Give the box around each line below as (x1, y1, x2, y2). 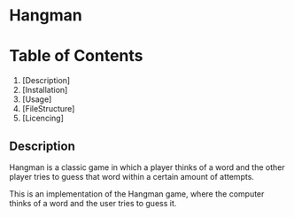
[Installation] (21, 85, 68, 96)
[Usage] (21, 94, 52, 105)
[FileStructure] (21, 104, 75, 114)
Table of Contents (9, 46, 143, 66)
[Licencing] (21, 112, 64, 124)
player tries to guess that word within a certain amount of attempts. (9, 171, 255, 182)
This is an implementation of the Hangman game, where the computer (9, 188, 265, 199)
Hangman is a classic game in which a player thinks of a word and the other (9, 161, 285, 173)
